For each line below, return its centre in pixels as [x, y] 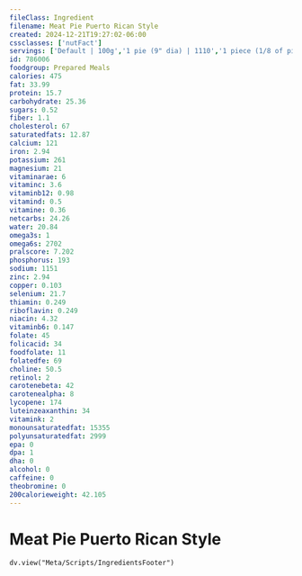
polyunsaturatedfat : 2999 [58, 436]
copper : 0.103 [36, 285]
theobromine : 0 [38, 486]
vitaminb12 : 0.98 [42, 193]
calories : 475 [36, 76]
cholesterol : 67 [40, 127]
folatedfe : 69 [36, 361]
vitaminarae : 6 [38, 176]
